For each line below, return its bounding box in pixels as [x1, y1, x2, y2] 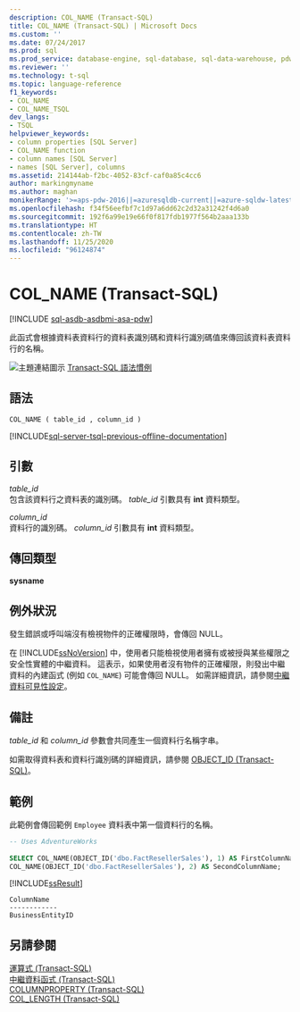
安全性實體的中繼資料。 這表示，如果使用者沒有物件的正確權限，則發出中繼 [9, 658, 286, 670]
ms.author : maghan [9, 188, 78, 197]
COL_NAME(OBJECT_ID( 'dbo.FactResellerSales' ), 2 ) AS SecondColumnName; [9, 862, 281, 871]
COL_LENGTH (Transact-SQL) [9, 993, 121, 1005]
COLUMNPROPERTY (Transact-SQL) [9, 984, 145, 995]
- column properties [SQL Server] [9, 138, 138, 146]
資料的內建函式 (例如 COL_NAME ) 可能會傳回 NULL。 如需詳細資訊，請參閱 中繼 [9, 670, 290, 681]
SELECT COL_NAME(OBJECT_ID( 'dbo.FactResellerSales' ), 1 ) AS [9, 854, 238, 863]
